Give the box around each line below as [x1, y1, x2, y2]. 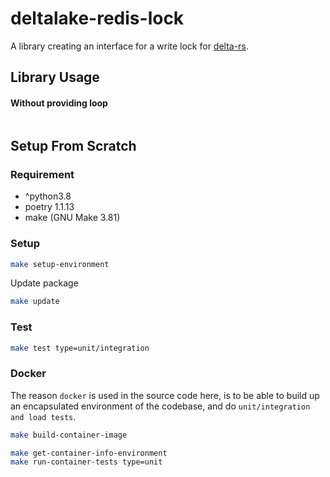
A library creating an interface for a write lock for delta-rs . [10, 40, 249, 52]
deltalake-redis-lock [10, 7, 185, 30]
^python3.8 [24, 190, 72, 202]
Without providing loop [10, 97, 108, 109]
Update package [10, 277, 79, 289]
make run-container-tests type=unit [10, 457, 163, 467]
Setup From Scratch [10, 137, 137, 154]
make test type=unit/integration [10, 343, 150, 353]
